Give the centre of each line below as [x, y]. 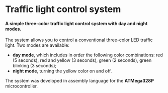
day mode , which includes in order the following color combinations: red [88, 55]
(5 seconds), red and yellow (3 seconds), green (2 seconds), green [82, 60]
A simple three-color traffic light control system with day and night [76, 23]
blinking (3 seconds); [34, 66]
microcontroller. [22, 86]
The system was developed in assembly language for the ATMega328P [80, 81]
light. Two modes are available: [37, 45]
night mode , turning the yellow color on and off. [62, 71]
